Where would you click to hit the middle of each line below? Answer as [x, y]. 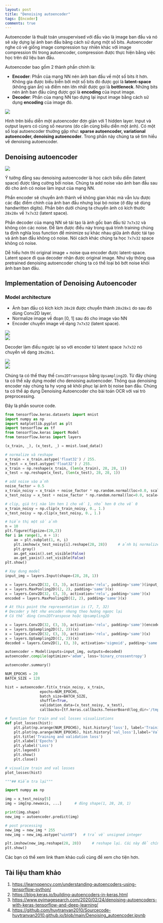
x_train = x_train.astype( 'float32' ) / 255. [51, 459]
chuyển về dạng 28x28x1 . [30, 352]
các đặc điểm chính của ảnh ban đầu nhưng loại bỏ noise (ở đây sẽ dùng [78, 203]
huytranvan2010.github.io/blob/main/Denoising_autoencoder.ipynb [79, 915]
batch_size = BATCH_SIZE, [64, 696]
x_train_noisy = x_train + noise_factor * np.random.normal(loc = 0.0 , [77, 491]
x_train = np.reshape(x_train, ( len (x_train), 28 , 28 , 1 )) [66, 468]
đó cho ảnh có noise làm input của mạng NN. [50, 188]
